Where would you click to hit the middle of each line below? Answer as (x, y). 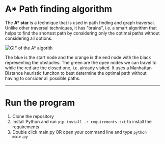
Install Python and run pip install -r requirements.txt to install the (82, 121)
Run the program (40, 103)
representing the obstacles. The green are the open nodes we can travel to (81, 62)
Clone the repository (33, 116)
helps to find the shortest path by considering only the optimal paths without (82, 33)
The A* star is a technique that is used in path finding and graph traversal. (80, 23)
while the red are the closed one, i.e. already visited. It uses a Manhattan (79, 68)
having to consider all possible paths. (43, 78)
